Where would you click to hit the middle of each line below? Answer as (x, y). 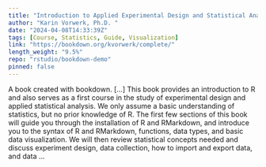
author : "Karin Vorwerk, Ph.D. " (63, 23)
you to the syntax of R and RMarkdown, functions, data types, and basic (126, 131)
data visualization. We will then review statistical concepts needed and (123, 139)
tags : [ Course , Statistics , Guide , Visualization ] (93, 37)
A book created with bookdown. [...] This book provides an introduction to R (132, 89)
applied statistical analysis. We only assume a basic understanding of (122, 106)
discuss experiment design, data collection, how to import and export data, (131, 147)
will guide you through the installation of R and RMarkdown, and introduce (129, 122)
